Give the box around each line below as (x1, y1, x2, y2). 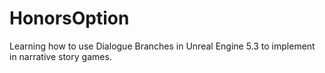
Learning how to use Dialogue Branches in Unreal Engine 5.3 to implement (9, 40, 316, 52)
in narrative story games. (9, 50, 112, 62)
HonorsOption (9, 7, 130, 30)
